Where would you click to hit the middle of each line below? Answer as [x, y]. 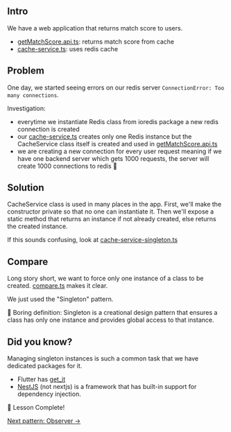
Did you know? [40, 342]
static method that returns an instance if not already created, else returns [112, 219]
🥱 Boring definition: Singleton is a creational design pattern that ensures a [112, 313]
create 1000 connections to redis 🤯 [67, 166]
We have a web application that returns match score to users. [95, 28]
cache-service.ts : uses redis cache [68, 49]
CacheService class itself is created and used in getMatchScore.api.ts [117, 144]
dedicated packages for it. [45, 366]
